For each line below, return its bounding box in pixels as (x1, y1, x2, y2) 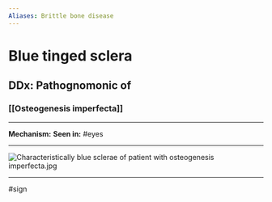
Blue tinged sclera (8, 46, 133, 65)
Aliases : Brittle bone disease (8, 11, 114, 20)
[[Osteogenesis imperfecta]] (8, 103, 124, 114)
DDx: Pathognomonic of (8, 78, 132, 93)
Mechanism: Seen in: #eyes (8, 128, 104, 138)
